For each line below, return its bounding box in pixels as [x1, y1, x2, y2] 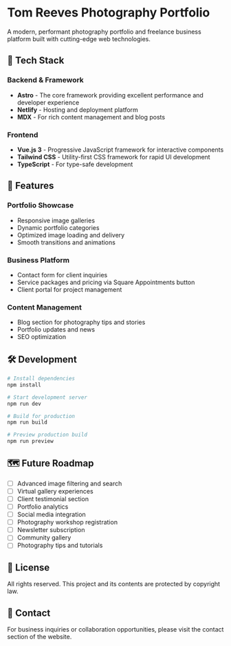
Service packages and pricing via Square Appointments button [16, 278, 195, 286]
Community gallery [16, 533, 71, 542]
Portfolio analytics [16, 503, 69, 511]
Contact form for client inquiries [16, 270, 108, 279]
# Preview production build [7, 431, 88, 439]
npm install [7, 381, 41, 389]
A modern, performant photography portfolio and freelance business [7, 27, 201, 36]
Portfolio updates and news [16, 325, 95, 334]
